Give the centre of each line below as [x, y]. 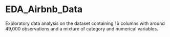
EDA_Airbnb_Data [44, 9]
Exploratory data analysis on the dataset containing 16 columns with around [85, 23]
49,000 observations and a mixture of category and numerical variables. [82, 28]
